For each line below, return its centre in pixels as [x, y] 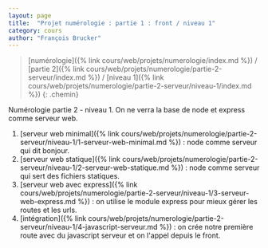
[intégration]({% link [53, 218]
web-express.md [48, 202]
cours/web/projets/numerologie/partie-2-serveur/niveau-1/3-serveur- [134, 193]
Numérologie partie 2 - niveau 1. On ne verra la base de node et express [127, 110]
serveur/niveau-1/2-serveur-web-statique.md [95, 167]
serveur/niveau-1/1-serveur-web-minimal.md [93, 142]
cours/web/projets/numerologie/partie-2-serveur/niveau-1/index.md [140, 86]
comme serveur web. [43, 118]
